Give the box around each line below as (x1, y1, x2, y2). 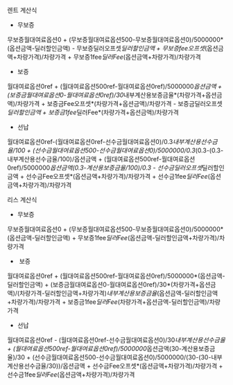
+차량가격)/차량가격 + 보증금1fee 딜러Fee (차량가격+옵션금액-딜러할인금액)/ (7, 298, 209, 306)
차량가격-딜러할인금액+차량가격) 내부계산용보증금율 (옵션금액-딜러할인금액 (19, 289, 218, 297)
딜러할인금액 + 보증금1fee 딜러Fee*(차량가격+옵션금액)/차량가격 (7, 108, 179, 116)
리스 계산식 (7, 196, 37, 204)
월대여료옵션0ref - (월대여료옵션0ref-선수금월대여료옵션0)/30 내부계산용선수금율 (7, 336, 225, 344)
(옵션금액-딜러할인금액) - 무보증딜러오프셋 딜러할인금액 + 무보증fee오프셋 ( (7, 44, 207, 52)
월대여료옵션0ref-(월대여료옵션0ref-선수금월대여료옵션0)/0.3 (7, 138, 173, 145)
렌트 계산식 (7, 6, 37, 14)
